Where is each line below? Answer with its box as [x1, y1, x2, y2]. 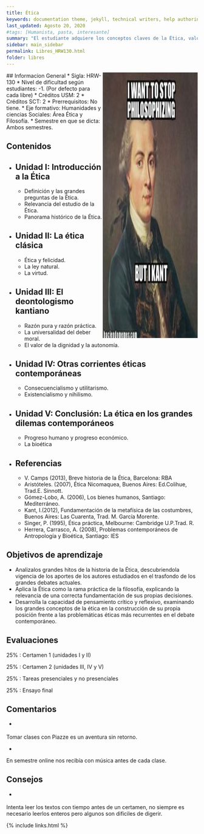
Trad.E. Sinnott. [24, 487, 63, 495]
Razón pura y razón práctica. [24, 322, 97, 329]
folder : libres [6, 55, 45, 61]
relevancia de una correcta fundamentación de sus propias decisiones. [15, 592, 193, 599]
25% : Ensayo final [6, 687, 53, 694]
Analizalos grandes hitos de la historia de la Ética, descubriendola [15, 566, 180, 573]
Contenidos [6, 141, 52, 152]
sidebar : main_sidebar [6, 42, 64, 48]
